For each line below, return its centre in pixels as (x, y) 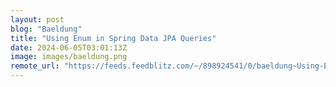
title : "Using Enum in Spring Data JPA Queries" (113, 38)
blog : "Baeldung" (46, 29)
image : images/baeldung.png (69, 57)
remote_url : (35, 66)
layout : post (37, 19)
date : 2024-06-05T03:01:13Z (69, 47)
